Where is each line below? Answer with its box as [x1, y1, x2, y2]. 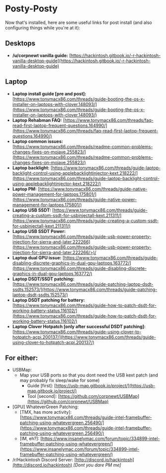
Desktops [5, 39, 36, 48]
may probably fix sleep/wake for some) [19, 377, 100, 383]
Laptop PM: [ [12, 186, 40, 192]
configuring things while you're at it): [5, 24, 80, 30]
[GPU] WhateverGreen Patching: [12, 404, 79, 410]
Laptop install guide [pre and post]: [12, 91, 87, 97]
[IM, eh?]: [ [19, 436, 42, 442]
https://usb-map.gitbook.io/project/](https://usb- [55, 383, 156, 389]
